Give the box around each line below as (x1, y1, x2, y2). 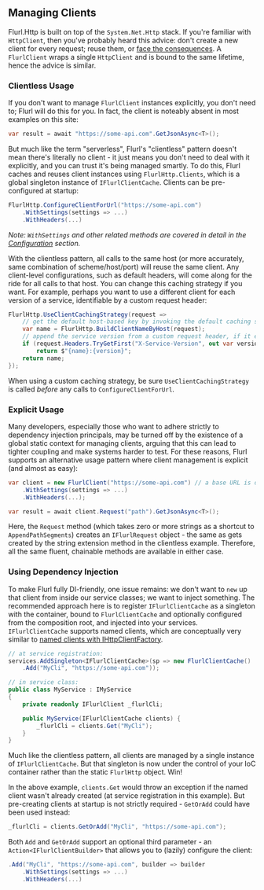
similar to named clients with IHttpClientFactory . (8, 634, 163, 644)
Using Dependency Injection (8, 566, 119, 577)
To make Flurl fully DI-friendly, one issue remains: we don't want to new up (8, 584, 247, 594)
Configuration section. (8, 238, 81, 248)
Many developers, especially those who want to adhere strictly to (8, 421, 220, 431)
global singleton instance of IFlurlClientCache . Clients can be (8, 177, 210, 187)
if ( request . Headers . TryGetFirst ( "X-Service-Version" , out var (22, 340, 234, 348)
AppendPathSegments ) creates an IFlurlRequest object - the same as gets (8, 530, 242, 539)
